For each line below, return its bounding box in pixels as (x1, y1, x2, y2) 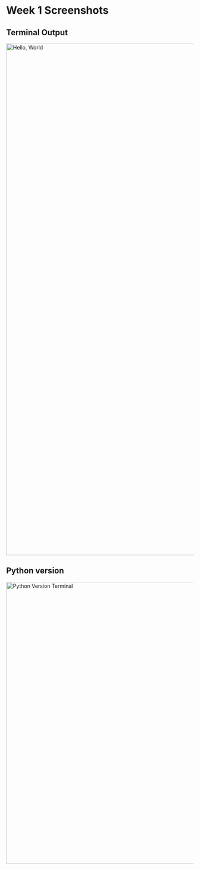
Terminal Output (6, 27, 68, 38)
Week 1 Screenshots (6, 4, 109, 17)
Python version (6, 566, 64, 576)
